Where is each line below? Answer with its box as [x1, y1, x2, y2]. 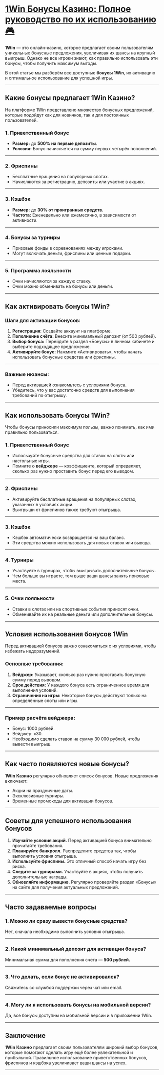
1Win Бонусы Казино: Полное [5, 3, 131, 15]
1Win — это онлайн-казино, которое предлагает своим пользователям [5, 45, 154, 50]
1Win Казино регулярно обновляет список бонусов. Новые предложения [5, 772, 159, 779]
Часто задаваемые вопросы [5, 903, 97, 911]
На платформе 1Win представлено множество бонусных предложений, [5, 107, 154, 113]
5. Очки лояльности [5, 595, 55, 602]
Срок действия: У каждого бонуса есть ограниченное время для [12, 682, 150, 688]
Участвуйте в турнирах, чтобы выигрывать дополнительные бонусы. [12, 568, 156, 574]
